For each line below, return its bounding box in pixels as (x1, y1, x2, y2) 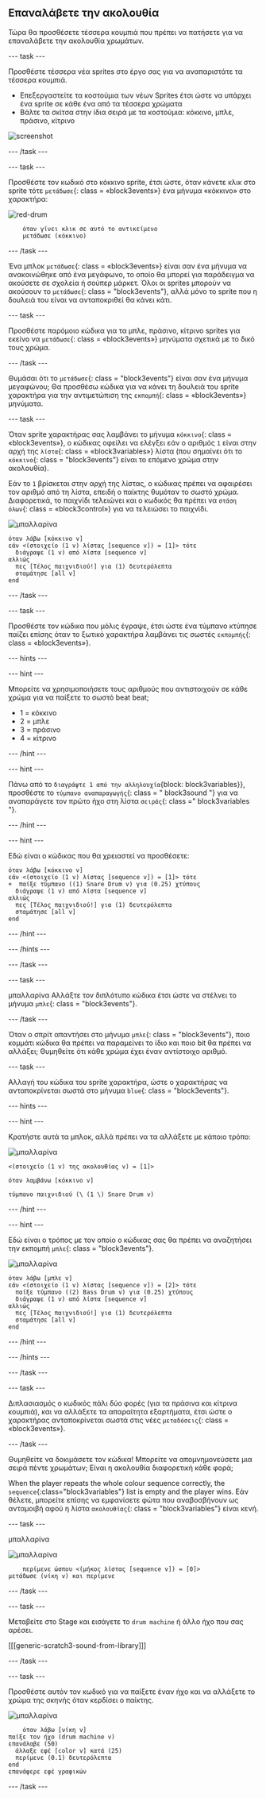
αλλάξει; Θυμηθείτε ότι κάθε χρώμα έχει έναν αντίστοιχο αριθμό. (8, 1046, 228, 1055)
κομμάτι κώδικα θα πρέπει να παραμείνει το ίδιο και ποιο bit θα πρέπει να (8, 1038, 252, 1048)
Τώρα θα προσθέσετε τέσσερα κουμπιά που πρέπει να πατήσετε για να (8, 27, 244, 37)
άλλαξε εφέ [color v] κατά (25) (15, 1746, 123, 1754)
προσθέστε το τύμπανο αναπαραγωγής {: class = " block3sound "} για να (8, 788, 238, 797)
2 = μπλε (19, 716, 50, 726)
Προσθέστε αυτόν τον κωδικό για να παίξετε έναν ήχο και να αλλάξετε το (8, 1687, 256, 1696)
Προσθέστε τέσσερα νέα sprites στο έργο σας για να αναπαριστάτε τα (8, 67, 243, 76)
